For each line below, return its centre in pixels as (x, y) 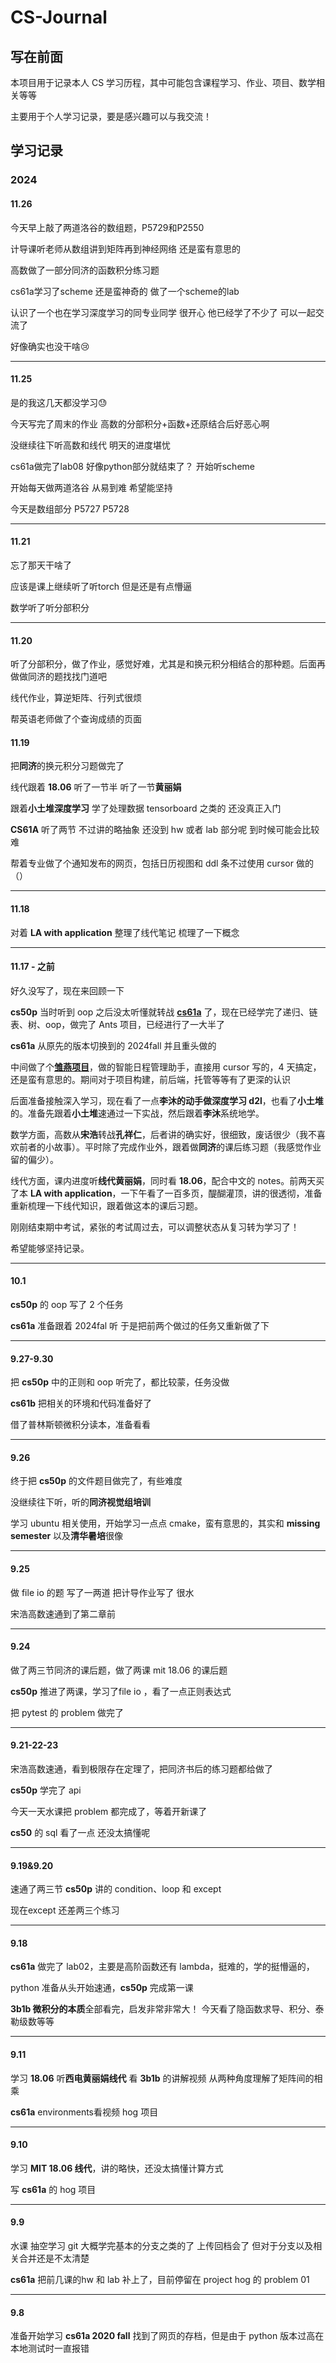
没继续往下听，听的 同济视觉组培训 (80, 1502)
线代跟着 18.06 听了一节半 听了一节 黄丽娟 (96, 787)
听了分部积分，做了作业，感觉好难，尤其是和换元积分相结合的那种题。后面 (163, 664)
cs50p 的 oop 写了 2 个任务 (67, 1304)
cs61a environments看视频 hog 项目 (84, 2112)
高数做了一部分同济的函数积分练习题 (85, 270)
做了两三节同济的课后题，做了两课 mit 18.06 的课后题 (119, 1670)
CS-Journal (59, 17)
